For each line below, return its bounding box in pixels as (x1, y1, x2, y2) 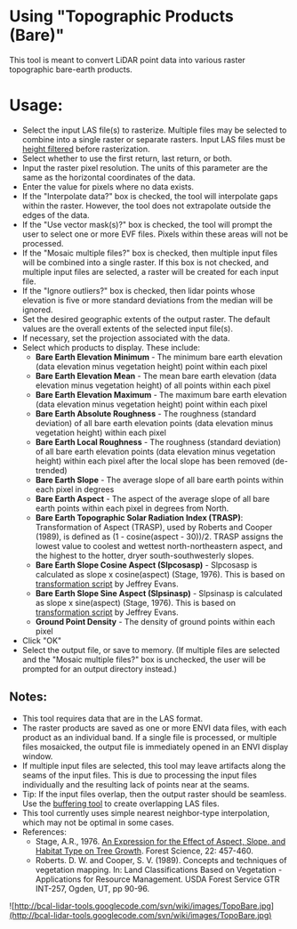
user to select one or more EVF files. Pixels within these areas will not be (21, 229, 289, 239)
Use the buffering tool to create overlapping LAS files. (21, 798, 220, 809)
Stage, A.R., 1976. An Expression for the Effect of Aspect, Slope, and (35, 836, 286, 846)
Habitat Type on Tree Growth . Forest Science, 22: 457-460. (35, 845, 253, 856)
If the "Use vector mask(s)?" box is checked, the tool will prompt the (21, 219, 273, 230)
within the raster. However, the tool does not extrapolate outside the (21, 200, 271, 211)
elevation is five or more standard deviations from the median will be (21, 295, 274, 305)
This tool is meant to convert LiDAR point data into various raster (9, 54, 246, 65)
